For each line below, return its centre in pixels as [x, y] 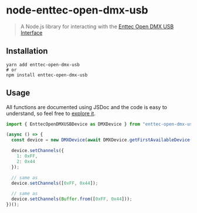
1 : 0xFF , [27, 156]
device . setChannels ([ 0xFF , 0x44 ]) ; [55, 183]
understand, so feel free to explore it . [51, 113]
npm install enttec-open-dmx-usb [47, 75]
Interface [31, 32]
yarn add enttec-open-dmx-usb [43, 65]
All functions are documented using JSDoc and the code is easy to [86, 107]
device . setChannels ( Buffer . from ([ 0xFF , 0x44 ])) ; [72, 199]
